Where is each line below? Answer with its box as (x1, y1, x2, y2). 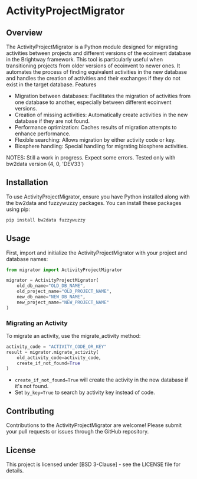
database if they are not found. (14, 118, 90, 125)
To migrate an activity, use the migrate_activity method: (6, 332, 141, 339)
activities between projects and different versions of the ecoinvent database (6, 50, 192, 57)
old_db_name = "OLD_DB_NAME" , (17, 283, 86, 289)
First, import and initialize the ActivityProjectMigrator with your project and (6, 249, 188, 256)
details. (6, 467, 24, 474)
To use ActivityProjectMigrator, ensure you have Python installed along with (6, 193, 190, 200)
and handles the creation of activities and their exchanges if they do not (6, 75, 181, 82)
